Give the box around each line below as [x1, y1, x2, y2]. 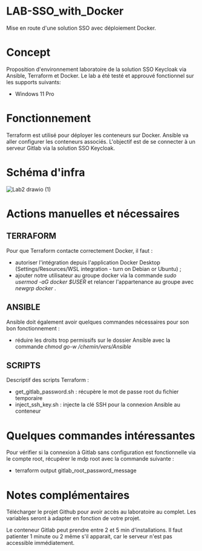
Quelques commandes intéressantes [6, 429, 195, 442]
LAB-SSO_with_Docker [6, 4, 124, 18]
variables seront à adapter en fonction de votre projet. [6, 515, 141, 522]
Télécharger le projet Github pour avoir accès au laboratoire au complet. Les [6, 508, 197, 516]
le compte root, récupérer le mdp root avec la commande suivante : [6, 455, 174, 463]
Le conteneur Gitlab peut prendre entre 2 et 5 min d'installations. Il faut [6, 526, 183, 534]
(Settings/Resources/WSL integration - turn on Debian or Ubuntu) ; [15, 265, 181, 272]
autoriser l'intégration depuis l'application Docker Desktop [15, 259, 160, 266]
